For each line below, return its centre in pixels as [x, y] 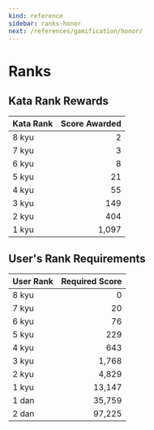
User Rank [33, 282]
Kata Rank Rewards [59, 101]
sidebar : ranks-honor [45, 24]
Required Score [91, 282]
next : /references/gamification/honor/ [76, 31]
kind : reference [36, 16]
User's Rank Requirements [77, 258]
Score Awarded [91, 124]
